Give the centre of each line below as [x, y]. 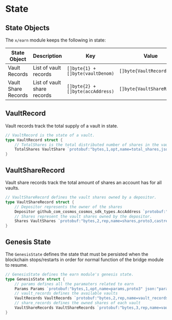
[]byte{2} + [81, 86]
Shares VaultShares [35, 221]
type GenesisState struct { [35, 279]
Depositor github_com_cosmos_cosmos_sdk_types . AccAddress [78, 211]
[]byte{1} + [81, 68]
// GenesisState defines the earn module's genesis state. [70, 274]
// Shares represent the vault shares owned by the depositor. [83, 216]
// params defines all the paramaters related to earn [74, 284]
